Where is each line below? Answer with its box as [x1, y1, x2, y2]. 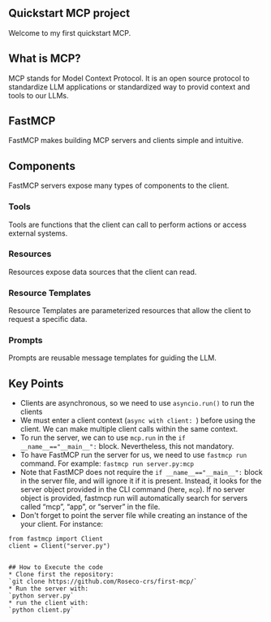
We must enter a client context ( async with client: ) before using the [19, 415, 256, 425]
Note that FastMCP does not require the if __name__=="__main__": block [19, 468, 263, 477]
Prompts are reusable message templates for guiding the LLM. [8, 353, 217, 363]
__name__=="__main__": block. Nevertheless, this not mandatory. [19, 441, 234, 451]
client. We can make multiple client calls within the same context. [19, 424, 238, 434]
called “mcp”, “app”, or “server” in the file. [19, 502, 161, 511]
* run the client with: [8, 599, 89, 607]
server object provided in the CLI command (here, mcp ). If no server [19, 485, 245, 494]
